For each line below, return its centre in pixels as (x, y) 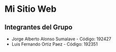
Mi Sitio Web (30, 9)
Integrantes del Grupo (39, 27)
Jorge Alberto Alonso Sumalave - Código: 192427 (61, 39)
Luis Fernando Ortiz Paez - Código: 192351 (55, 44)
